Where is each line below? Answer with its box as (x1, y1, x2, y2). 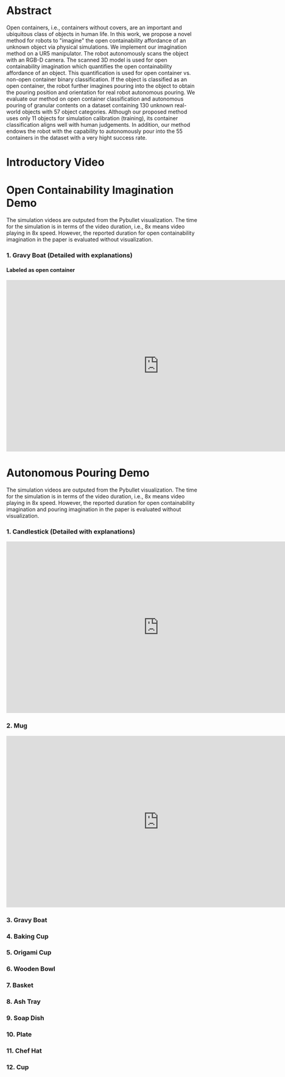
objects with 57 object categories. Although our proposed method (21, 108, 188, 115)
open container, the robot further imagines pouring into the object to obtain (6, 82, 195, 89)
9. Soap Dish (6, 1014, 44, 1022)
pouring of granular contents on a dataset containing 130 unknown (6, 101, 174, 109)
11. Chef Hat (6, 1047, 43, 1055)
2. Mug (6, 721, 27, 730)
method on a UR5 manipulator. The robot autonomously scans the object (6, 49, 189, 57)
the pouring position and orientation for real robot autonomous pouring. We (6, 88, 195, 96)
